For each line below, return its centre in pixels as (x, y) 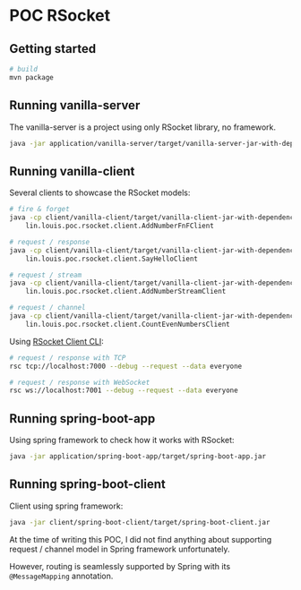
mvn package (31, 77)
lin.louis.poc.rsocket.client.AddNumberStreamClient (126, 292)
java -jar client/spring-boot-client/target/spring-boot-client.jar (140, 522)
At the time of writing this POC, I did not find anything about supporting (141, 539)
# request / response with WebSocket (80, 382)
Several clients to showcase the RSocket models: (100, 192)
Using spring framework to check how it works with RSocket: (122, 440)
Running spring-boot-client (87, 484)
